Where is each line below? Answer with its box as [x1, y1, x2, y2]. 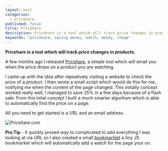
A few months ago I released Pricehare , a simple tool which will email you [5, 58, 156, 64]
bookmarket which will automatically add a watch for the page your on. [5, 139, 151, 145]
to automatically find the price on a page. [5, 100, 90, 106]
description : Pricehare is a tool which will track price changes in [5, 30, 153, 35]
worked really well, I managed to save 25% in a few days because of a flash [5, 89, 161, 95]
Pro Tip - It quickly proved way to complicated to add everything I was [5, 129, 150, 135]
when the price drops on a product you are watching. [5, 63, 115, 70]
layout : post [5, 7, 32, 12]
